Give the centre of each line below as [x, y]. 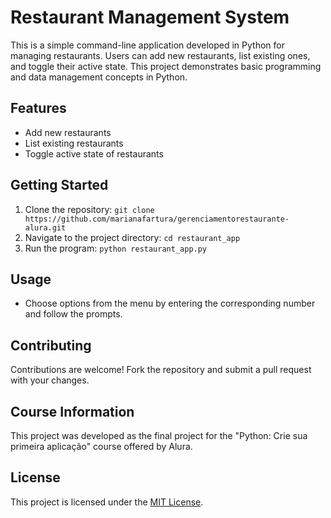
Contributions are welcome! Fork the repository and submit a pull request [161, 370]
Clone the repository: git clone [89, 209]
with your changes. [50, 380]
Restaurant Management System [150, 17]
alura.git [45, 227]
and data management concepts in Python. [99, 77]
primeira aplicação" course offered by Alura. [101, 446]
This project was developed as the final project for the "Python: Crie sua [159, 435]
